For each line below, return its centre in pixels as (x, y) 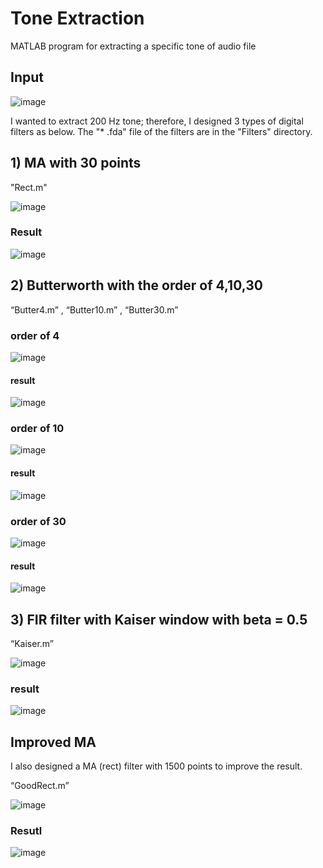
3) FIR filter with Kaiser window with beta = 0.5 (159, 619)
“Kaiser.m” (32, 643)
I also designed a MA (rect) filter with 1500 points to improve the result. (156, 766)
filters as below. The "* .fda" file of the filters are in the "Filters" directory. (161, 131)
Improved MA (53, 742)
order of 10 (37, 429)
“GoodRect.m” (40, 786)
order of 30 (38, 521)
